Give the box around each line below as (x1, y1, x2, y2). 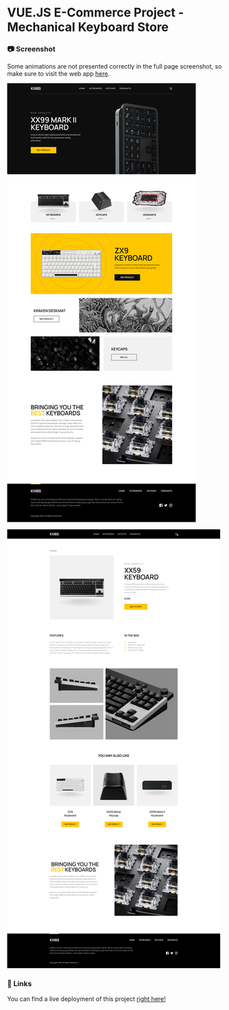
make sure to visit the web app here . (7, 70, 110, 78)
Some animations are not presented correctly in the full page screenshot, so (7, 62, 222, 71)
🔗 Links (7, 979, 32, 989)
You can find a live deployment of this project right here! (7, 994, 166, 1002)
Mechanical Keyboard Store (7, 19, 169, 35)
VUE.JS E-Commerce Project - (7, 5, 184, 21)
